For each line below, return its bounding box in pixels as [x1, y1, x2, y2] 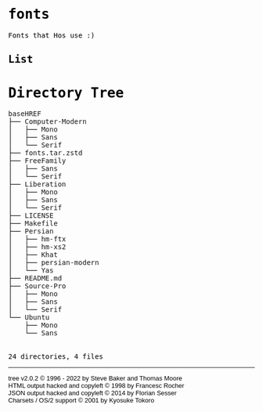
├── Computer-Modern [8, 117, 88, 126]
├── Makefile [8, 219, 59, 228]
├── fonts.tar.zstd [8, 149, 83, 157]
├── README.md [8, 274, 63, 283]
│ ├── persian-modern [8, 258, 99, 267]
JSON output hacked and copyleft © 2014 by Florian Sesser [8, 389, 178, 397]
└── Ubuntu [8, 313, 50, 322]
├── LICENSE [8, 211, 54, 220]
